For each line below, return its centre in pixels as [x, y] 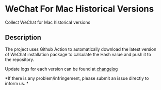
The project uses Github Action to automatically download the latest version [81, 49]
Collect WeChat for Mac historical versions [48, 22]
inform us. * [17, 83]
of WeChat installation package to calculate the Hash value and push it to [78, 54]
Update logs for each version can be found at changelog [61, 69]
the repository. [20, 60]
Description [23, 37]
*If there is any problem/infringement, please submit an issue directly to [77, 78]
